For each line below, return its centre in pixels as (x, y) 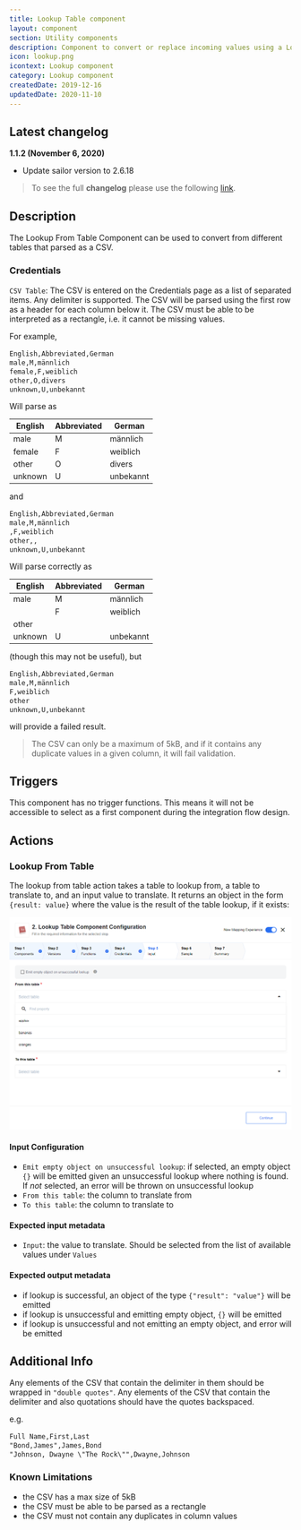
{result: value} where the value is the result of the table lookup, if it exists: (149, 905)
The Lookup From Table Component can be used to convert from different (146, 238)
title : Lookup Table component (68, 19)
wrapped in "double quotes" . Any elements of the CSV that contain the (140, 1392)
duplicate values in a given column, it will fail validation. (133, 753)
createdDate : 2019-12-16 (56, 85)
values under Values (60, 1255)
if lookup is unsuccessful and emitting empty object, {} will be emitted (152, 1314)
